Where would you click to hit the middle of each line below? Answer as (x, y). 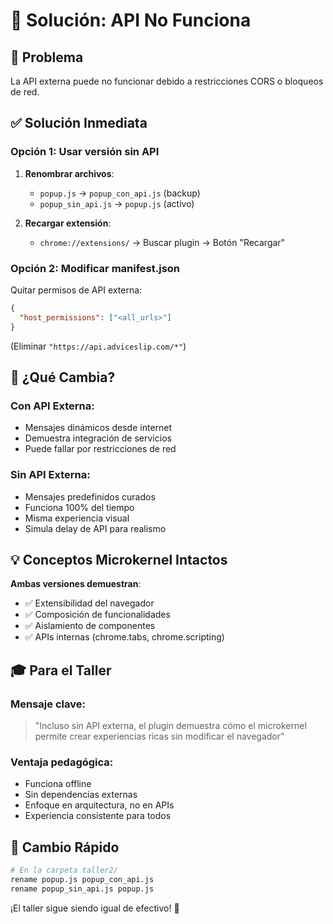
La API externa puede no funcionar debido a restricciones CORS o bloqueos (167, 81)
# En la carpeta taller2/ (64, 870)
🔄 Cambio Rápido (65, 847)
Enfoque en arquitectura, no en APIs (99, 805)
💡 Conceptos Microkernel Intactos (119, 559)
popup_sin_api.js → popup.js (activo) (117, 203)
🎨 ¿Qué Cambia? (63, 377)
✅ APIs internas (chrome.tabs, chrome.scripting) (124, 637)
